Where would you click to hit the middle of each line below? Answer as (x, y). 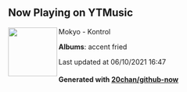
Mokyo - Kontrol (85, 31)
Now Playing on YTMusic (71, 13)
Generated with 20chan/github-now (119, 80)
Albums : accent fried (93, 47)
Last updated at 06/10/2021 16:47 (112, 62)
